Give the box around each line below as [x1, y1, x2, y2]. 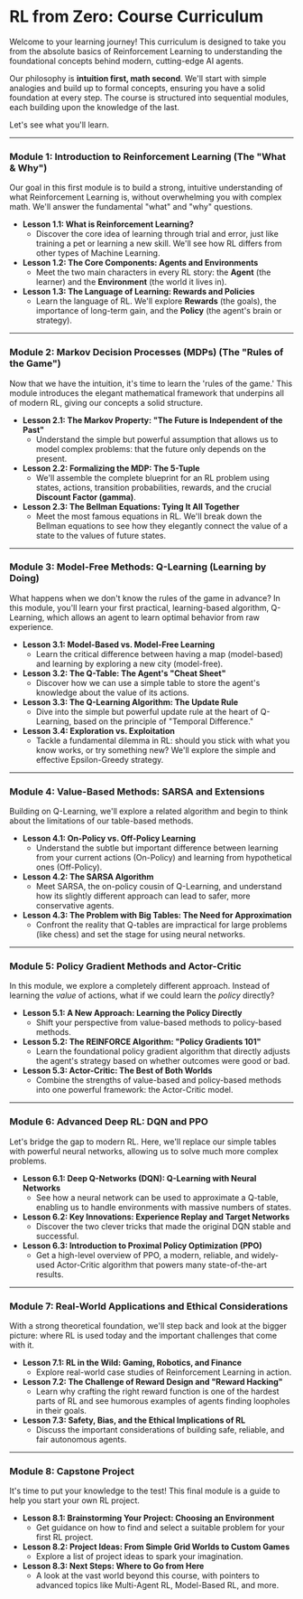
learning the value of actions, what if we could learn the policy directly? [9, 990, 275, 1001]
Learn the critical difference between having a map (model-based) [35, 648, 284, 659]
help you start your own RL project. [9, 1495, 140, 1506]
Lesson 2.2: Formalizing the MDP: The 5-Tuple [22, 463, 200, 474]
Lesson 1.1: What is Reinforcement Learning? [22, 219, 194, 230]
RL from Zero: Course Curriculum [9, 6, 264, 27]
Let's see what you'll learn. [9, 119, 110, 130]
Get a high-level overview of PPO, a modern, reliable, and [35, 1249, 250, 1260]
